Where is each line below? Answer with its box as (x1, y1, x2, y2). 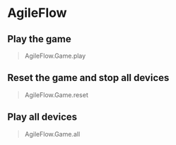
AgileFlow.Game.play (24, 51, 86, 60)
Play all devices (7, 111, 78, 123)
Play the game (7, 33, 72, 45)
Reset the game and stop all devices (7, 72, 170, 84)
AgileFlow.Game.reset (24, 90, 88, 99)
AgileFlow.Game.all (24, 130, 81, 138)
